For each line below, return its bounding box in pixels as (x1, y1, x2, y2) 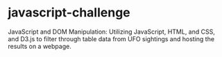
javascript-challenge (8, 5, 130, 21)
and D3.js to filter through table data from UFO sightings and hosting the (8, 34, 214, 43)
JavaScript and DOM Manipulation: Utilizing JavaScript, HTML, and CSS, (8, 27, 216, 36)
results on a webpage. (8, 42, 71, 50)
